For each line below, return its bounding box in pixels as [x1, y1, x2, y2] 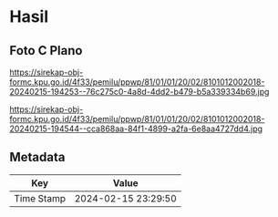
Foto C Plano [9, 43, 83, 58]
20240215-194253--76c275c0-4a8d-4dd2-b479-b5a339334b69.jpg [9, 87, 270, 97]
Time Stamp [14, 191, 67, 204]
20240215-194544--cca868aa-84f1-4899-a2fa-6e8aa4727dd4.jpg [9, 123, 263, 134]
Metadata [9, 150, 66, 165]
